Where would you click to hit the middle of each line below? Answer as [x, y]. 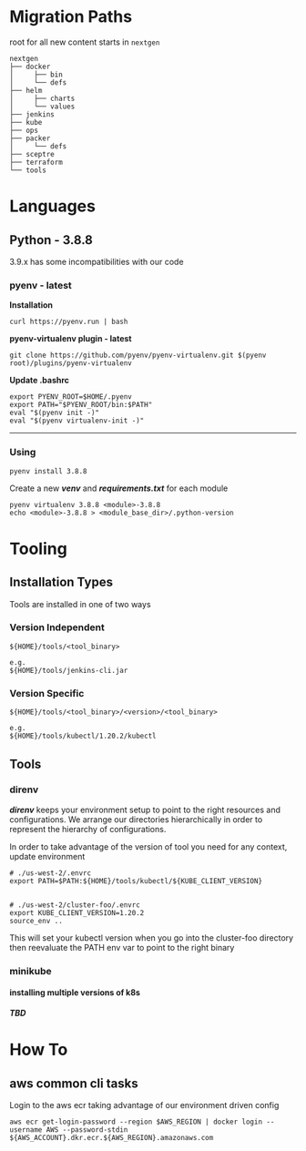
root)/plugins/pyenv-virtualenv [71, 363]
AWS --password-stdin [87, 1130]
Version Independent [57, 627]
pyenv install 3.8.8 [49, 471]
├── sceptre [32, 154]
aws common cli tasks [74, 1083]
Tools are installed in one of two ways [81, 604]
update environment [47, 856]
